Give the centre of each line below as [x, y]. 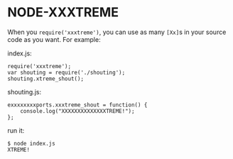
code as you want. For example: [54, 39]
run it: [16, 130]
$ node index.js [31, 143]
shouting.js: [25, 92]
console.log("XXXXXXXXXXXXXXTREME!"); [77, 111]
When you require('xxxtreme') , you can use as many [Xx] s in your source [117, 32]
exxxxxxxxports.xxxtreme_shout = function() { [77, 105]
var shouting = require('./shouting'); [66, 72]
